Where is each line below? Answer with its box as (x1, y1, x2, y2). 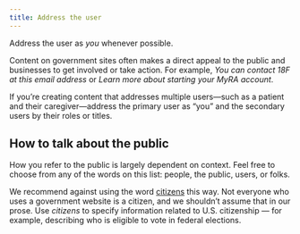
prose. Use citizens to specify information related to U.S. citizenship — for (9, 205, 282, 216)
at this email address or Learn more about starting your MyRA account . (9, 73, 274, 85)
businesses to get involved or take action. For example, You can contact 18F (9, 64, 291, 75)
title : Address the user (9, 13, 102, 22)
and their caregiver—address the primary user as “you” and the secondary (9, 100, 285, 112)
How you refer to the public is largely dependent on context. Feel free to (9, 160, 276, 171)
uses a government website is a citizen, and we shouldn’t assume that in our (9, 196, 291, 206)
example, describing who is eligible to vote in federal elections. (9, 215, 242, 226)
